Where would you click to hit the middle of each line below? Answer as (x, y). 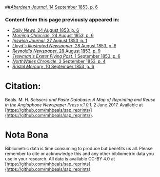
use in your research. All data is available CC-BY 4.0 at (60, 159)
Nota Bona (27, 135)
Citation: (23, 86)
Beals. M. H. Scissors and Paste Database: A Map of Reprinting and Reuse (80, 100)
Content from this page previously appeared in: (62, 20)
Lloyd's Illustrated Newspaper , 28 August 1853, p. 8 (64, 46)
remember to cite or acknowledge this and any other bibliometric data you (80, 154)
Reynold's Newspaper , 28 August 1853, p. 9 (56, 51)
